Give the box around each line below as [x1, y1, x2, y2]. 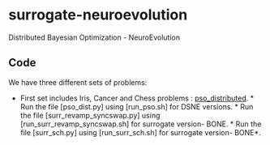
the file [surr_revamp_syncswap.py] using [19, 110, 161, 120]
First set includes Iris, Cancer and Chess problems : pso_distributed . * [19, 93, 254, 103]
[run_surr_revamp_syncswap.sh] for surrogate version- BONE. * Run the [19, 119, 262, 129]
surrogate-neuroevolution [8, 6, 188, 24]
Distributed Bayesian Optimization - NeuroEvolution [8, 32, 181, 42]
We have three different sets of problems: [8, 77, 148, 87]
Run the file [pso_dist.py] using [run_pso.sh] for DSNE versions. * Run [19, 101, 254, 111]
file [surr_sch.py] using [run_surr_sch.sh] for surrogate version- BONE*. [19, 127, 261, 137]
